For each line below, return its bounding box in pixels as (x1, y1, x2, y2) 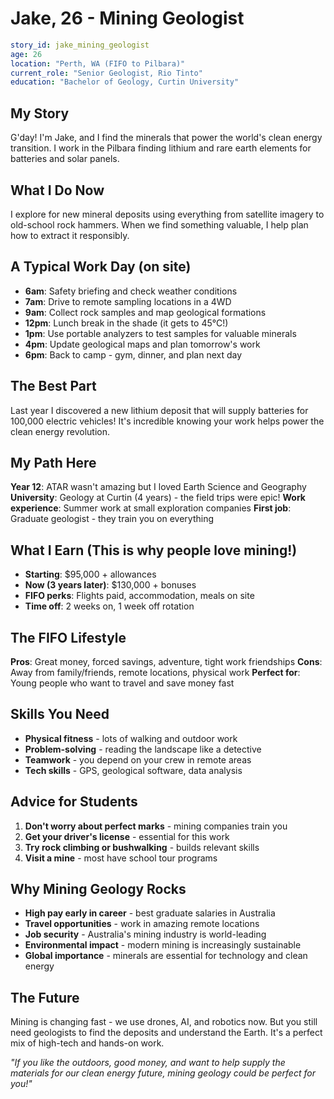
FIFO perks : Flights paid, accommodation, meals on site (24, 590, 255, 602)
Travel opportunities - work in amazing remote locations (24, 918, 260, 930)
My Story (10, 105, 70, 122)
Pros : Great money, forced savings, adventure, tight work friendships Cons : (10, 656, 323, 667)
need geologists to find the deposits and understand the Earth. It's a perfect (10, 1027, 323, 1039)
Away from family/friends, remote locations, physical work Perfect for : (10, 667, 301, 678)
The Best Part (10, 378, 97, 395)
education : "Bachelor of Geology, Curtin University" (10, 77, 240, 87)
